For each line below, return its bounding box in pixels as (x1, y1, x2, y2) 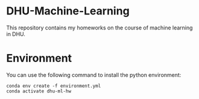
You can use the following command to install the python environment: (6, 71, 182, 79)
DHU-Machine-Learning (6, 4, 130, 18)
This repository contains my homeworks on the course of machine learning (6, 24, 193, 31)
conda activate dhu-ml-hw (6, 88, 71, 94)
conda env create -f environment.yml (6, 83, 101, 89)
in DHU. (6, 30, 26, 37)
